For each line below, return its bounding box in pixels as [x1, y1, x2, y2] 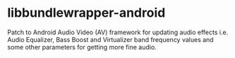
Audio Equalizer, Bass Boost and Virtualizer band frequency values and [7, 35, 214, 43]
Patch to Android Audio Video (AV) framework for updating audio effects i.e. [7, 28, 229, 36]
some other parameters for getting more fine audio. [7, 43, 157, 51]
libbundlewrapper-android [7, 5, 166, 21]
